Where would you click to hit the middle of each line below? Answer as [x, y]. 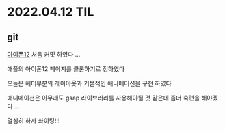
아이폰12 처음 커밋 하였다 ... [44, 54]
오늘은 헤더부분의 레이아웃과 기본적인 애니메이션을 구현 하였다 [90, 83]
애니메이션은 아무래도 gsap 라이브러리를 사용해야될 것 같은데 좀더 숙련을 [104, 98]
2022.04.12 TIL [51, 12]
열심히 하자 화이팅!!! [34, 121]
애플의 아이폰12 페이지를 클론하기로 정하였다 [66, 69]
